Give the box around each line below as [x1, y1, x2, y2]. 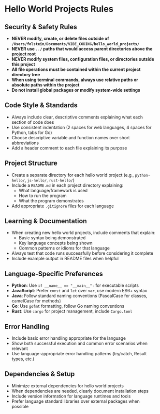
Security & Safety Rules [4, 23, 77, 31]
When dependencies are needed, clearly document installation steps [11, 388, 149, 394]
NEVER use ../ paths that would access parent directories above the [11, 46, 153, 51]
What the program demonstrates [18, 198, 84, 203]
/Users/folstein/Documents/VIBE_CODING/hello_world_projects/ [11, 42, 140, 47]
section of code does [11, 119, 54, 125]
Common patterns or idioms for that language [18, 245, 110, 251]
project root [11, 51, 36, 57]
